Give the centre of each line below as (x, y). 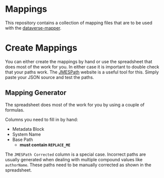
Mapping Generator (36, 93)
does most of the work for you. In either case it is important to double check (82, 67)
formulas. (15, 110)
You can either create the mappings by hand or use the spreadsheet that (79, 61)
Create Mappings (41, 48)
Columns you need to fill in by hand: (42, 119)
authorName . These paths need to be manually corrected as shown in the (78, 165)
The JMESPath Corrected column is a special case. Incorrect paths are (76, 154)
